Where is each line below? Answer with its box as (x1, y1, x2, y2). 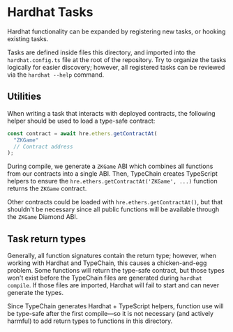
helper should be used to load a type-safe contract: (7, 116, 156, 125)
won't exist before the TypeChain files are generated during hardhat (7, 273, 202, 282)
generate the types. (7, 289, 64, 297)
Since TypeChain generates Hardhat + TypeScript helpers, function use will (7, 302, 224, 310)
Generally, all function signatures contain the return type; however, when (7, 252, 216, 260)
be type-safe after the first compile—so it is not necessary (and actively (7, 310, 214, 318)
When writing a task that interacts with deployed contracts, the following (7, 109, 216, 117)
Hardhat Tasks (7, 4, 93, 20)
